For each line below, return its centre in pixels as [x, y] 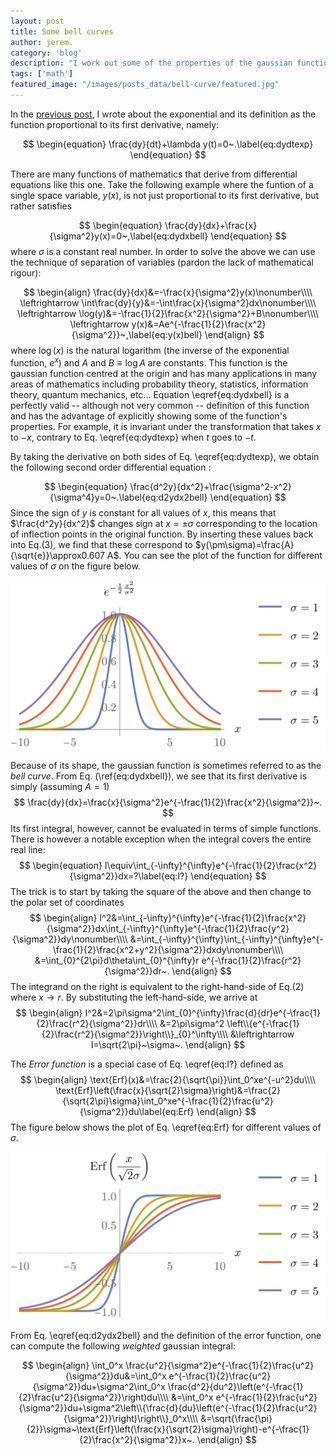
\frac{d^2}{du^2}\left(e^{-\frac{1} [235, 1387]
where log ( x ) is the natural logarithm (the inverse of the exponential [150, 350]
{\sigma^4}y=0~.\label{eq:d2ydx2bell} [128, 497]
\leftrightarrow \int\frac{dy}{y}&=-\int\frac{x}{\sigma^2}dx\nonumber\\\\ [168, 302]
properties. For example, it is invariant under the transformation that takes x [166, 426]
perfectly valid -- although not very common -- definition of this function [160, 405]
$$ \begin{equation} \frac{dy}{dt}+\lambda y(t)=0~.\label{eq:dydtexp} [168, 144]
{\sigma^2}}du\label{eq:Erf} [137, 1112]
